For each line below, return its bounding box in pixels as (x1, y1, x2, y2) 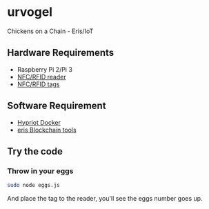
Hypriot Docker (17, 118, 61, 126)
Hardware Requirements (7, 47, 115, 59)
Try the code (7, 146, 63, 157)
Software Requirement (7, 100, 106, 112)
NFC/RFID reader (17, 72, 67, 81)
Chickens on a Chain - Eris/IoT (7, 27, 94, 35)
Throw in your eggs (7, 166, 74, 176)
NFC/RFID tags (17, 80, 60, 88)
